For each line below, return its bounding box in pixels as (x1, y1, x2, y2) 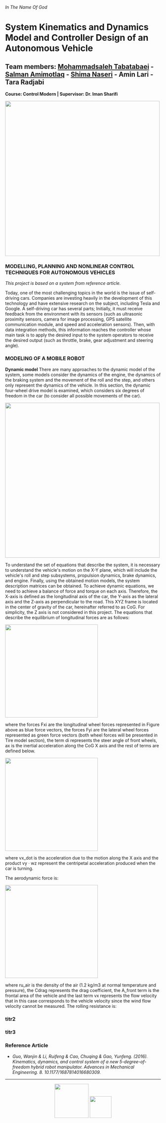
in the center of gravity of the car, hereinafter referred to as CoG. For (5, 604, 145, 610)
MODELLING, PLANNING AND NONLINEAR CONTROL (5, 263, 135, 269)
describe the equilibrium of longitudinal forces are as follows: (5, 614, 130, 620)
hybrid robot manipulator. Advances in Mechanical (31, 1064, 134, 1070)
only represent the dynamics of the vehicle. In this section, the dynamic (5, 382, 151, 388)
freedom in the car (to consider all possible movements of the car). (5, 393, 142, 398)
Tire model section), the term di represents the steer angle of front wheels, (5, 737, 157, 743)
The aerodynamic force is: (5, 875, 59, 881)
